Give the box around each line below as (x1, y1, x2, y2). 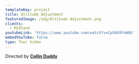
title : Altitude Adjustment (5, 12, 64, 17)
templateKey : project (5, 7, 50, 12)
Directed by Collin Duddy (5, 53, 58, 59)
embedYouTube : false (5, 35, 48, 40)
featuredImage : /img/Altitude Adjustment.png (5, 16, 101, 21)
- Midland (9, 26, 30, 31)
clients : (5, 21, 23, 26)
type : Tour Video (5, 40, 41, 45)
